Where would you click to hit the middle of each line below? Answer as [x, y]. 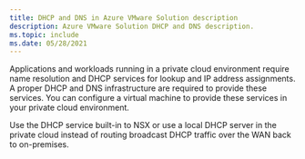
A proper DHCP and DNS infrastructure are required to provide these [138, 88]
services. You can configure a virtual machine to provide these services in [148, 98]
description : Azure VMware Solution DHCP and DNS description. [132, 26]
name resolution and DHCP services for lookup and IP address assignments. [152, 79]
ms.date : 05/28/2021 [49, 43]
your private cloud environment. [70, 108]
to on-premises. [40, 144]
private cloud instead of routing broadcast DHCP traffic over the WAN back [150, 135]
